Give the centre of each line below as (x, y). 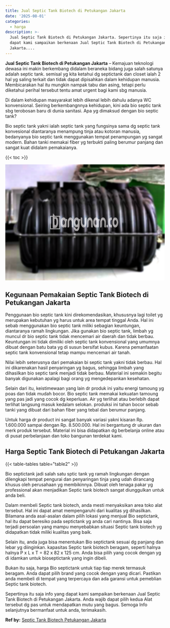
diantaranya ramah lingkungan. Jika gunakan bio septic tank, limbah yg (79, 331)
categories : (18, 21)
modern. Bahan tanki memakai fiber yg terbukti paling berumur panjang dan (84, 142)
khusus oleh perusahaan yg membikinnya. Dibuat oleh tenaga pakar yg (79, 485)
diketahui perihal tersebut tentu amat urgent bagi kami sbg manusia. (76, 90)
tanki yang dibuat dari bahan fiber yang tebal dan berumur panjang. (76, 410)
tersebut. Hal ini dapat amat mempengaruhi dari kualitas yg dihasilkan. (78, 510)
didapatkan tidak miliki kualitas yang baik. (49, 532)
